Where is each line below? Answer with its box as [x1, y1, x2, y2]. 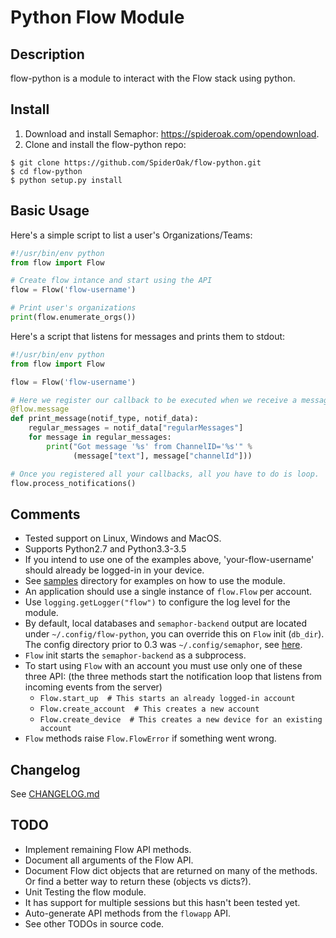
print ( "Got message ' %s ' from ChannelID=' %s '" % [46, 441, 253, 451]
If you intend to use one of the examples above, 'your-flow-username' [24, 554, 315, 566]
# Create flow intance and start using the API [10, 276, 213, 286]
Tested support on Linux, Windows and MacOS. [24, 532, 222, 545]
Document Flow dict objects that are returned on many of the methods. [24, 864, 318, 876]
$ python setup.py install [10, 175, 123, 185]
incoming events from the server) [24, 681, 163, 693]
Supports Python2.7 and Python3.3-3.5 [24, 543, 187, 555]
